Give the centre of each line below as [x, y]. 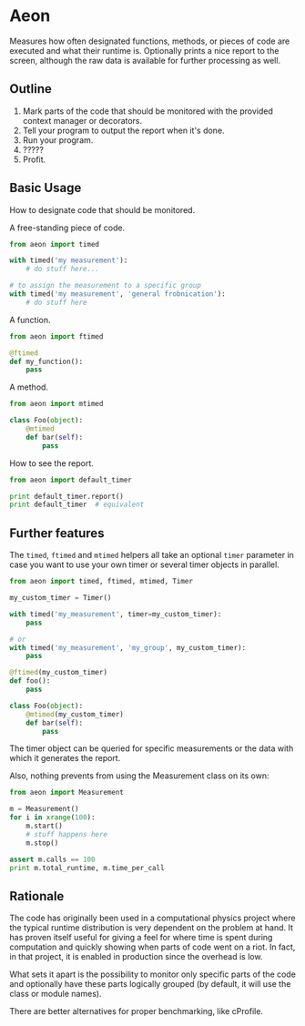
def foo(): [30, 681]
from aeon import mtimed [56, 404]
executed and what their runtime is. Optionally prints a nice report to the [144, 50]
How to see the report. [51, 463]
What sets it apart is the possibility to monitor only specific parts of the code [152, 974]
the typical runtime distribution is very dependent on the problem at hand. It [152, 928]
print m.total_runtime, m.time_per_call [87, 868]
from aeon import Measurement [67, 793]
